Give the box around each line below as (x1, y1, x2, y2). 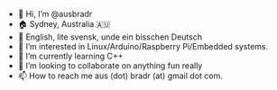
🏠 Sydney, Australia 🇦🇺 (17, 19, 111, 29)
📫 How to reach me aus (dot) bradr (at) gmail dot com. (17, 70, 223, 81)
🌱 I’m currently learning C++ (17, 50, 124, 61)
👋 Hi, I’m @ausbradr (17, 9, 93, 19)
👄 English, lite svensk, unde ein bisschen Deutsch (17, 31, 203, 42)
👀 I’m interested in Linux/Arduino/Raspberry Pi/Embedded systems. (17, 41, 269, 51)
